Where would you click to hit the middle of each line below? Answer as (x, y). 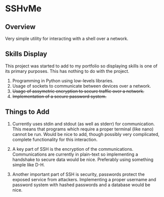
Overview (20, 27)
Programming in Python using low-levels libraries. (63, 81)
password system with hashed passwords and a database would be (81, 185)
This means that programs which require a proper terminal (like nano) (83, 129)
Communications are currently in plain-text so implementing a (75, 154)
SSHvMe (23, 9)
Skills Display (26, 54)
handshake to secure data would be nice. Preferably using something (83, 159)
